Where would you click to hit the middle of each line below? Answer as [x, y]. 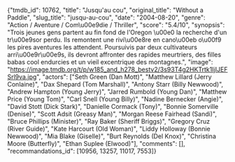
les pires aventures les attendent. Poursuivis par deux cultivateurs [102, 47]
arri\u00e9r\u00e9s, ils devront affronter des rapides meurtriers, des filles [114, 54]
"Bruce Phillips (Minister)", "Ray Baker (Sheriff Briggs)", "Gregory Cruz [109, 121]
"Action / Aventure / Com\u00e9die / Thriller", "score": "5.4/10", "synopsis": [116, 25]
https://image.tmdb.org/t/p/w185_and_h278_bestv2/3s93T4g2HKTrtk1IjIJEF [119, 69]
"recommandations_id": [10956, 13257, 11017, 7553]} [82, 151]
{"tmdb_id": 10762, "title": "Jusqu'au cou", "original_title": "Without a [106, 10]
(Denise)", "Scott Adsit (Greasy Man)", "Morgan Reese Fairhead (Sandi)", [112, 114]
